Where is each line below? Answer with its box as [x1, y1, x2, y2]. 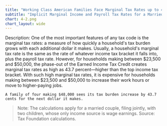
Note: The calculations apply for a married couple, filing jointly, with [17, 105, 156, 111]
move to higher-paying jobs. [5, 83, 63, 89]
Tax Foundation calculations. [17, 116, 76, 122]
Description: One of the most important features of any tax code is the [5, 35, 149, 41]
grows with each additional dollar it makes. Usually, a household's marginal [5, 45, 159, 51]
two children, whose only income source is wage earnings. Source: [17, 111, 155, 117]
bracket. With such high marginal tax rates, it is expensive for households [5, 72, 156, 78]
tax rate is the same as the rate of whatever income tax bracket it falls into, [5, 51, 158, 57]
